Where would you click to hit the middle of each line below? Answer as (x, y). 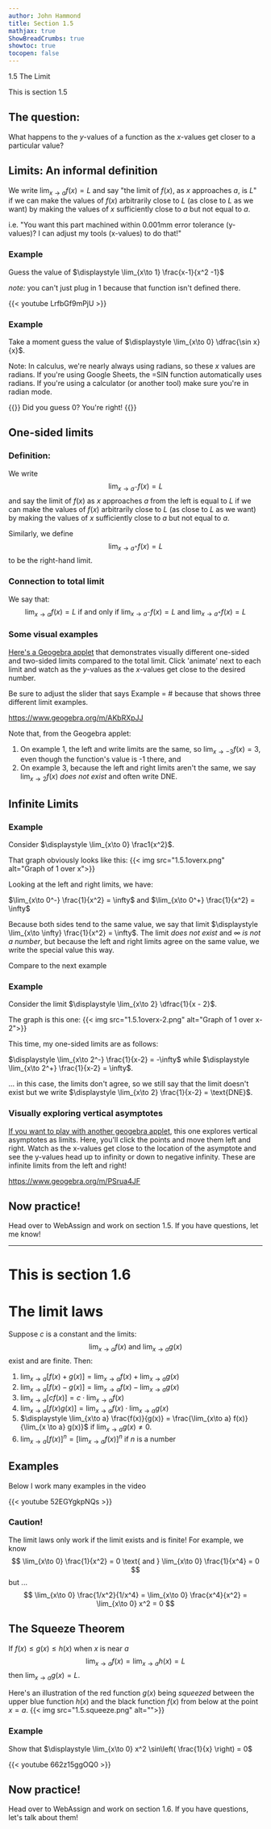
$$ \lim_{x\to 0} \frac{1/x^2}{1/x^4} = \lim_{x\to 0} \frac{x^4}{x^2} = (135, 1595)
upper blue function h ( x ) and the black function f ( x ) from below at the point (133, 1701)
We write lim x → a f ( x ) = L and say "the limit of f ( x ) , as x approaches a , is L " (133, 191)
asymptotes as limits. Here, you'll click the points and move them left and (130, 1139)
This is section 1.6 (70, 1275)
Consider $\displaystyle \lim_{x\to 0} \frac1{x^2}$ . (92, 844)
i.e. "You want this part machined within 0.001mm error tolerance (116, 225)
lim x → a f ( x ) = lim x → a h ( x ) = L (135, 1662)
